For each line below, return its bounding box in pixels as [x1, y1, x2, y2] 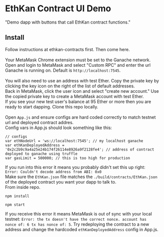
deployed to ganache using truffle [5, 151, 78, 156]
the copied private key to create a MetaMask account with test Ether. [5, 93, 144, 99]
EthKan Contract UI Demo [5, 3, 112, 14]
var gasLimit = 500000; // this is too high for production [5, 156, 131, 160]
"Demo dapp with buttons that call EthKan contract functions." [5, 19, 131, 25]
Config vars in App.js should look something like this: [5, 125, 112, 131]
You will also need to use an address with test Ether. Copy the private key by [5, 78, 159, 83]
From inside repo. [5, 184, 41, 190]
